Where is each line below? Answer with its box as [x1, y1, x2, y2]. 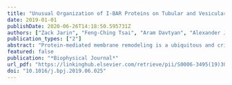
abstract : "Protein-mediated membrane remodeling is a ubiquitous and [7, 42, 215, 49]
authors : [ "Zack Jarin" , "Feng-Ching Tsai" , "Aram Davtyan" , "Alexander [7, 29, 221, 36]
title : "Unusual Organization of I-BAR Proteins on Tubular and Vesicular [7, 10, 227, 17]
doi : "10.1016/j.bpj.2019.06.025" [7, 67, 107, 74]
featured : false [7, 49, 54, 56]
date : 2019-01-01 [7, 16, 57, 23]
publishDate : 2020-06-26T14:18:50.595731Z [7, 23, 131, 29]
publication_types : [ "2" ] [7, 36, 81, 42]
